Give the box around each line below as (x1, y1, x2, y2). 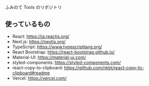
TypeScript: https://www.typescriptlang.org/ (12, 44, 103, 50)
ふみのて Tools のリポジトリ (5, 4, 62, 10)
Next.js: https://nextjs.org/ (12, 38, 66, 44)
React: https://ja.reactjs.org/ (12, 33, 70, 39)
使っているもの (5, 20, 50, 29)
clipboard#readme (12, 70, 50, 76)
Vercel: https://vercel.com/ (12, 75, 67, 81)
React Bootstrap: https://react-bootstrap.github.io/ (12, 49, 115, 55)
